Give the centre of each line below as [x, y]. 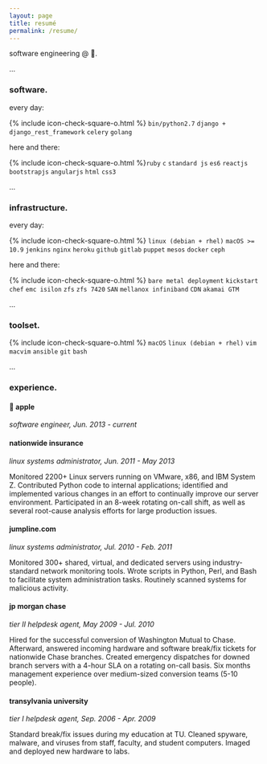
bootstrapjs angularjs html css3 [63, 172]
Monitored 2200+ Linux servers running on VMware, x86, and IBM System [132, 476]
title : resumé [33, 23]
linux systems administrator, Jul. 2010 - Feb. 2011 [90, 546]
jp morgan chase [38, 607]
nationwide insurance [46, 443]
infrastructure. [39, 207]
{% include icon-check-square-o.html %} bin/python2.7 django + [117, 123]
